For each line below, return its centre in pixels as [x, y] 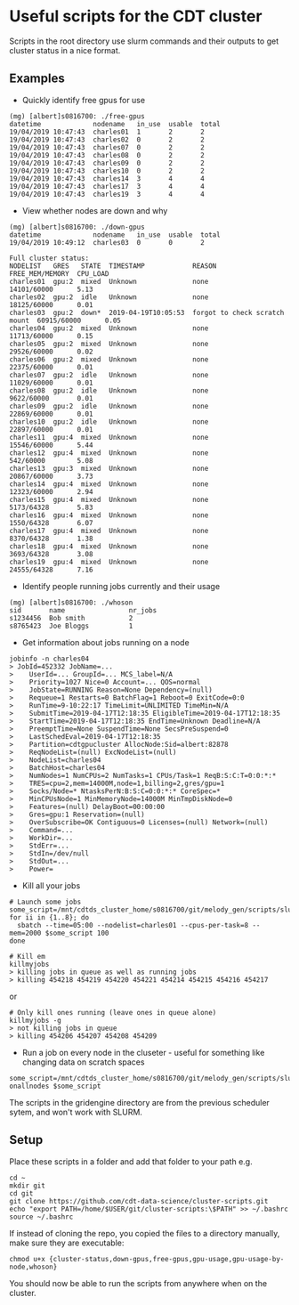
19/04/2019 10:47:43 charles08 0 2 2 [107, 155]
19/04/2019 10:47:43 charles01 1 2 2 [107, 132]
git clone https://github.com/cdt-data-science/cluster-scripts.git [139, 1201]
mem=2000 [25, 933]
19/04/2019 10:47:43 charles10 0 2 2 [107, 171]
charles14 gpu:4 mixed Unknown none [109, 484]
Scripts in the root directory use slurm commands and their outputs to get [144, 41]
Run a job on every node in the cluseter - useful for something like [143, 1052]
